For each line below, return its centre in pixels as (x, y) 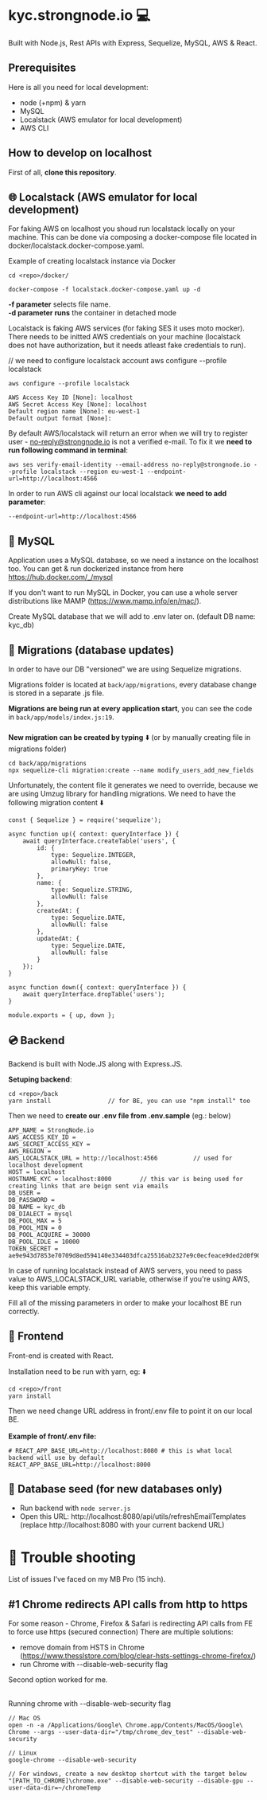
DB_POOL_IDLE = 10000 (44, 1242)
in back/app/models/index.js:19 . (61, 717)
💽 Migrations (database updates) (91, 650)
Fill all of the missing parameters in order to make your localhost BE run (125, 1302)
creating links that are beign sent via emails (89, 1186)
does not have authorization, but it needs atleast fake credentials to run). (127, 345)
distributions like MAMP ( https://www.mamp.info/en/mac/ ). (105, 601)
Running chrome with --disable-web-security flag (90, 1704)
